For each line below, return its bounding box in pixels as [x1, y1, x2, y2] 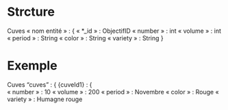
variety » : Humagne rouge [7, 95, 83, 103]
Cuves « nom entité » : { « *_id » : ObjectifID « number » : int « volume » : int [7, 27, 221, 35]
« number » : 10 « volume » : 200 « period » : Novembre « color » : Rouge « [7, 87, 219, 96]
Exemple [7, 58, 58, 74]
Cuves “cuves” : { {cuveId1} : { [7, 80, 92, 89]
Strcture [7, 4, 55, 20]
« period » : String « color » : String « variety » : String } [7, 33, 164, 42]
